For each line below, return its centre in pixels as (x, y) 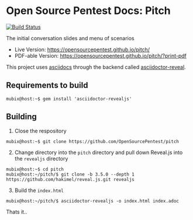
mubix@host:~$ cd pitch (35, 169)
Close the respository (40, 131)
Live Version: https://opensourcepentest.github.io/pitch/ (82, 49)
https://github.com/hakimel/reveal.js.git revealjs (70, 179)
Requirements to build (47, 85)
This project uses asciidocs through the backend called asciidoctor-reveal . (96, 67)
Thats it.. (17, 212)
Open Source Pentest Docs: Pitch (88, 11)
